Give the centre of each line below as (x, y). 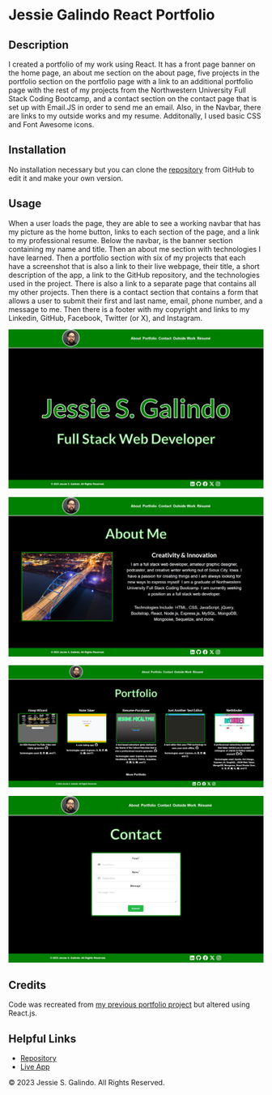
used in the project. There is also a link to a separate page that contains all (132, 283)
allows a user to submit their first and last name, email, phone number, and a (136, 301)
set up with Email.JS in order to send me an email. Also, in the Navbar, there (135, 107)
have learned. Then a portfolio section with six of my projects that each (127, 258)
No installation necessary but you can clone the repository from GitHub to (132, 169)
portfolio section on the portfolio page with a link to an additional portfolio (131, 81)
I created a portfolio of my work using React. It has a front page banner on (132, 64)
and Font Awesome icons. (51, 124)
